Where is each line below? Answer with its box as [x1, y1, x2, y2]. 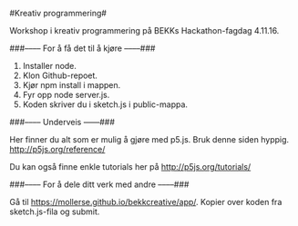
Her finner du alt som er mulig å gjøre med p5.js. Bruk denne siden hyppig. [9, 134, 290, 144]
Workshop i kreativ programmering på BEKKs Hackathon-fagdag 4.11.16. [9, 25, 280, 35]
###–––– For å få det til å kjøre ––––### [9, 43, 156, 54]
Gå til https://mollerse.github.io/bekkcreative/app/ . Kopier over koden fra [9, 197, 283, 207]
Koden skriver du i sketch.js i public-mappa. [22, 99, 189, 110]
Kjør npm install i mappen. [22, 80, 121, 90]
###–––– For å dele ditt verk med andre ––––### [9, 179, 190, 190]
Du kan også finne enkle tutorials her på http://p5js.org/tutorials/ [9, 162, 252, 172]
